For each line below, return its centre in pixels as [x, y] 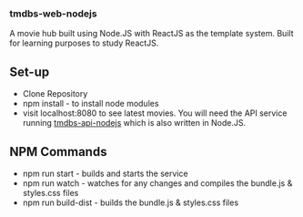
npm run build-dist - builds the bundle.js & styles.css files [131, 202]
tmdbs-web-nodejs [53, 14]
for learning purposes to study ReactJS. [84, 43]
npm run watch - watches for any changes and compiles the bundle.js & [157, 183]
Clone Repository [55, 94]
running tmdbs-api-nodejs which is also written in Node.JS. [134, 123]
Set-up [30, 72]
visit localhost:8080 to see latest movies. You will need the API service [155, 113]
